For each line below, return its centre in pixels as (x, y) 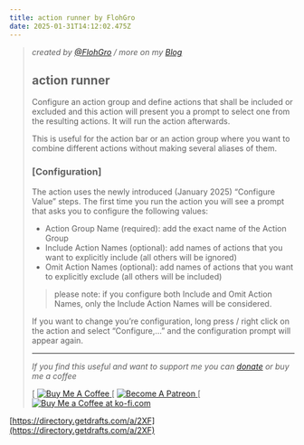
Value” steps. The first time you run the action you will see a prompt (158, 201)
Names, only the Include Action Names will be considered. (163, 303)
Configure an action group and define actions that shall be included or (162, 102)
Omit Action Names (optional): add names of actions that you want (169, 267)
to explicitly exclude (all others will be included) (133, 276)
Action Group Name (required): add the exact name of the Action (166, 228)
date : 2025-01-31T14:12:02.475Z (70, 26)
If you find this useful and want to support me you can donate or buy (160, 366)
